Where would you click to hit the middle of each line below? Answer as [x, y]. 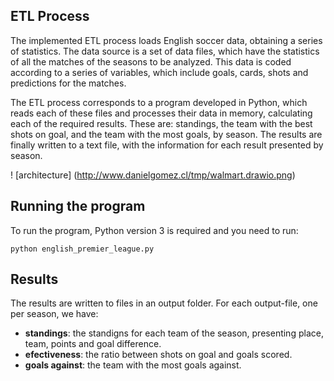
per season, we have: [54, 314]
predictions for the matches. [68, 83]
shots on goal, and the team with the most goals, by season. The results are [166, 134]
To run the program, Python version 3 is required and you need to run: [154, 230]
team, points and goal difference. [93, 344]
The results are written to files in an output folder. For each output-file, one [164, 303]
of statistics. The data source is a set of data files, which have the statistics [165, 51]
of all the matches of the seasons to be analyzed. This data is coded [151, 61]
